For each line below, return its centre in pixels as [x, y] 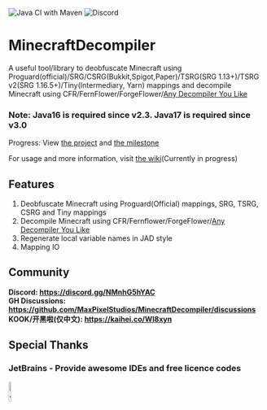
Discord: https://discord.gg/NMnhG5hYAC [82, 292]
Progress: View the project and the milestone [84, 143]
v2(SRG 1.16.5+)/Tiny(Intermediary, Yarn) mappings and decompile [120, 85]
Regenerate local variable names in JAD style [96, 238]
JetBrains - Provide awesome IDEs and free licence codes [125, 369]
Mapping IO [40, 247]
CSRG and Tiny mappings [63, 212]
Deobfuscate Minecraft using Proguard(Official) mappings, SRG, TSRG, [139, 204]
